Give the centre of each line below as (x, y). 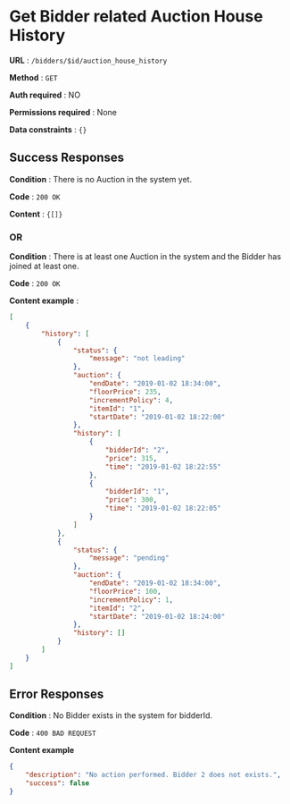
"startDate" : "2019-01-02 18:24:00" (157, 616)
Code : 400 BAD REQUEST (53, 733)
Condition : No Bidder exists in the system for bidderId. (111, 715)
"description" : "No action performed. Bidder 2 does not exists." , (153, 775)
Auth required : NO (45, 95)
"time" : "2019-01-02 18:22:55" (163, 467)
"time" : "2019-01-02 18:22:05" (163, 508)
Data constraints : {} (48, 129)
